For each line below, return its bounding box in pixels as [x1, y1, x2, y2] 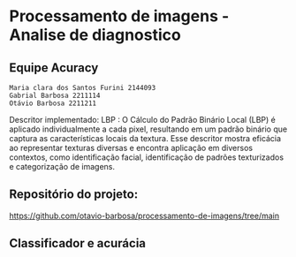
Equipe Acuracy [9, 60, 99, 75]
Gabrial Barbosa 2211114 [9, 91, 101, 100]
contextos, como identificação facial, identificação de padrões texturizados [9, 152, 285, 163]
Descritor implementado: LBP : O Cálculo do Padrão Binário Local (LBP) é [9, 115, 276, 125]
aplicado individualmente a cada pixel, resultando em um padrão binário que [9, 124, 288, 134]
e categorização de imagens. [9, 162, 116, 171]
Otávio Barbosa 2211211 [9, 99, 97, 108]
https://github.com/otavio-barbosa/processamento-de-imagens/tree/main [9, 210, 280, 221]
